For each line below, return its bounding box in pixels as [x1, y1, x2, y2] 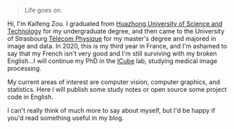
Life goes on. [24, 6, 63, 14]
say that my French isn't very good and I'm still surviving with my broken [7, 49, 217, 57]
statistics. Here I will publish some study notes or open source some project [7, 86, 227, 93]
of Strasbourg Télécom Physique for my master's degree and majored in [7, 34, 216, 43]
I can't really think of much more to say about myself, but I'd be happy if [7, 107, 216, 114]
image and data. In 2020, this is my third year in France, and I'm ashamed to [7, 42, 227, 50]
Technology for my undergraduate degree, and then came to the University [7, 27, 225, 35]
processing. [7, 64, 42, 72]
